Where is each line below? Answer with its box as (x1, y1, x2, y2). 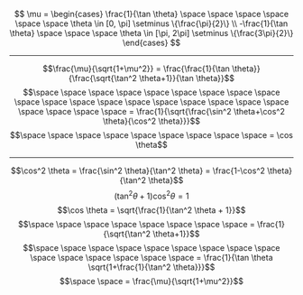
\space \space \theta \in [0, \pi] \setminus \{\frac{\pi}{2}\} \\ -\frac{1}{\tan (14, 18, 289, 29)
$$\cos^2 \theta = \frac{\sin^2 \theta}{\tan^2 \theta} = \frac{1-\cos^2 (10, 165, 266, 176)
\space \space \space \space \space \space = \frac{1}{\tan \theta (30, 252, 273, 263)
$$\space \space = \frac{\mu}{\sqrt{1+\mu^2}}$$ (59, 275, 244, 286)
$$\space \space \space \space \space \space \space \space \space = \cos (10, 130, 293, 140)
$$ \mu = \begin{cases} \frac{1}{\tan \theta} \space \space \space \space (14, 9, 289, 19)
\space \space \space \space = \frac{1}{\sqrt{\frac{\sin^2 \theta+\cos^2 (17, 106, 286, 116)
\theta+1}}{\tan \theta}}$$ (139, 73, 234, 83)
